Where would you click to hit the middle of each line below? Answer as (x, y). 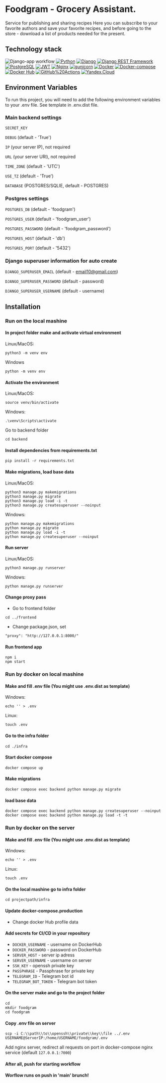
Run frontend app (24, 647)
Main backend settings (33, 118)
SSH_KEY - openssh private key (43, 965)
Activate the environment (32, 382)
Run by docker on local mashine (44, 674)
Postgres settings (27, 198)
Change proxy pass (26, 597)
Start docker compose (29, 757)
